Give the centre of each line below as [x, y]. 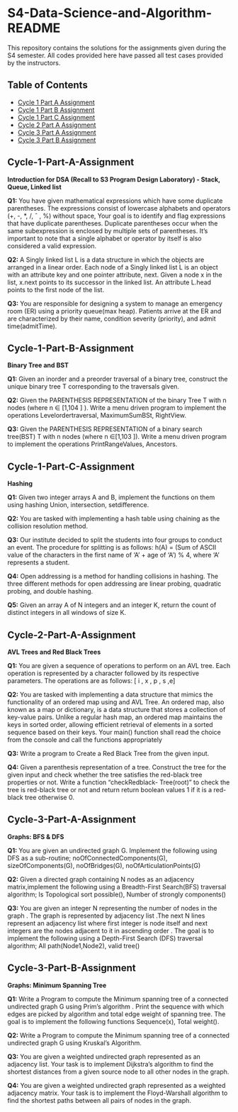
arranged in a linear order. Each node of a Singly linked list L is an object [113, 267]
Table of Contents [48, 85]
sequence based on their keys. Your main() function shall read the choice [114, 732]
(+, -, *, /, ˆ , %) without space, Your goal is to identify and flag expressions [117, 216]
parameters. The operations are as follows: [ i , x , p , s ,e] [91, 681]
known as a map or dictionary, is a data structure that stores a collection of [117, 710]
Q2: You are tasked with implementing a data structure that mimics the [110, 694]
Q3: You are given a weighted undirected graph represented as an [104, 1056]
